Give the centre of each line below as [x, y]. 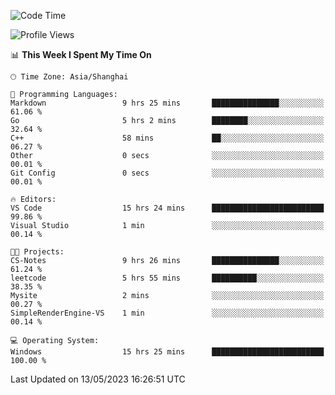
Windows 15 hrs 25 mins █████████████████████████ [167, 352]
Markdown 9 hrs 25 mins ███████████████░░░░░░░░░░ [167, 103]
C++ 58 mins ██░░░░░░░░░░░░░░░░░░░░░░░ [167, 138]
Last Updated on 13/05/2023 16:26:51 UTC [98, 379]
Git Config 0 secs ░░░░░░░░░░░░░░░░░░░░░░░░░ [167, 173]
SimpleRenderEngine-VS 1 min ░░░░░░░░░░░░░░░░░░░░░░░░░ [167, 313]
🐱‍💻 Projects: [37, 252]
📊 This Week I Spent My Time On [81, 54]
